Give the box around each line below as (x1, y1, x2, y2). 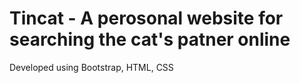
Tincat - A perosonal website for (9, 7, 284, 30)
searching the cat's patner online (9, 28, 291, 51)
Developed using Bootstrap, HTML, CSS (9, 61, 174, 73)
